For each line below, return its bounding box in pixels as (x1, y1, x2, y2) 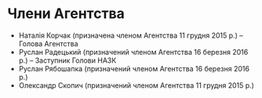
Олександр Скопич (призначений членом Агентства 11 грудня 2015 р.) (18, 80, 254, 90)
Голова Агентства (18, 38, 79, 48)
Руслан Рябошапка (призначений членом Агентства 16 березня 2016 (18, 64, 250, 73)
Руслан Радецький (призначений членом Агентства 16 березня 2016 (18, 47, 249, 56)
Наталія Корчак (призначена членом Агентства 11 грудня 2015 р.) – (18, 31, 244, 40)
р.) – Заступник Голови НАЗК (18, 56, 117, 65)
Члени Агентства (7, 5, 125, 23)
